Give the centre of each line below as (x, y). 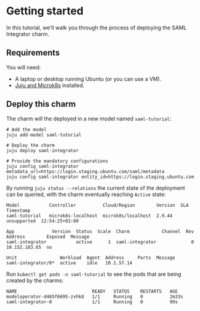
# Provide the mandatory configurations (57, 161)
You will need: (23, 67)
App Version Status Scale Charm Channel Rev (100, 231)
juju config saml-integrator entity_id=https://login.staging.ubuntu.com (100, 177)
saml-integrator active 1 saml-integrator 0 (100, 242)
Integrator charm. (28, 34)
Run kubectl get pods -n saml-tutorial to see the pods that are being (94, 274)
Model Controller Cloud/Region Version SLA (97, 205)
